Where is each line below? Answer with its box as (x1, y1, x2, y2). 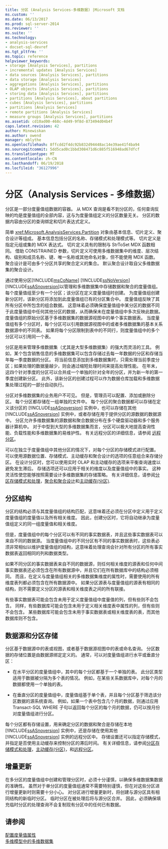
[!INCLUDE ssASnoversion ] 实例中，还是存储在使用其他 (5, 727, 118, 733)
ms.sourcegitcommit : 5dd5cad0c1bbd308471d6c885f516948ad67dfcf (5, 147, 140, 152)
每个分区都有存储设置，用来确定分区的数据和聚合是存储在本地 (5, 721, 132, 727)
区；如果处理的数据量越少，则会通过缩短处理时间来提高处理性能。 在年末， (5, 363, 160, 369)
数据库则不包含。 (5, 615, 40, 621)
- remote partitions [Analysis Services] (5, 110, 93, 115)
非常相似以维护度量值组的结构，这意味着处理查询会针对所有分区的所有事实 (9, 544, 163, 550)
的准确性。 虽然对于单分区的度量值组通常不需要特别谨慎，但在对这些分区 (5, 782, 155, 788)
